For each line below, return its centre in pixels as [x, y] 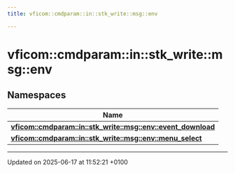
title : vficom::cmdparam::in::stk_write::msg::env [83, 14]
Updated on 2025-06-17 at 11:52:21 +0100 [67, 162]
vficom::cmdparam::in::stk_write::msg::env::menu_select [106, 138]
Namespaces [37, 95]
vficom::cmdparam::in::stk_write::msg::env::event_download [113, 127]
